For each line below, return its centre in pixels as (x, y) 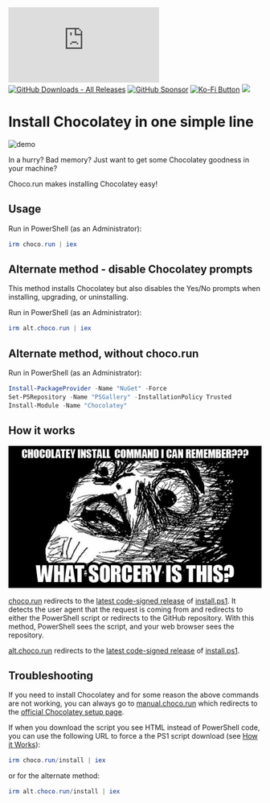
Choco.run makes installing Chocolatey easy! (83, 183)
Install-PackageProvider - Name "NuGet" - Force (88, 389)
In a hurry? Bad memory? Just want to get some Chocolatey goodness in (129, 159)
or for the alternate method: (54, 776)
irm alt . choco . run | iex (50, 329)
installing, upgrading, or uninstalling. (68, 297)
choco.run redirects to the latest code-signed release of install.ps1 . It (122, 600)
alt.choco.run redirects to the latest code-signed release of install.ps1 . (124, 650)
